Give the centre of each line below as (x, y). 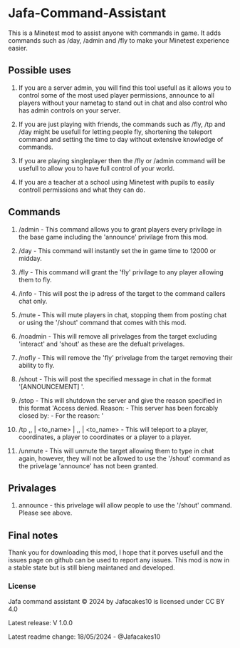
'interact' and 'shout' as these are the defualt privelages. (101, 344)
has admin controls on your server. (69, 110)
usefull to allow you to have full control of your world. (96, 168)
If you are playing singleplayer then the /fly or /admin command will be (122, 160)
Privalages (32, 488)
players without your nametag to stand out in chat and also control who (123, 103)
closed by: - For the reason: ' (61, 416)
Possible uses (40, 70)
